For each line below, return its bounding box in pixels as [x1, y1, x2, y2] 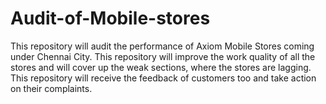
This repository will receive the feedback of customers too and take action [10, 72, 317, 84]
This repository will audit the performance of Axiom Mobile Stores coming [10, 40, 315, 52]
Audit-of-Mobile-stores [10, 7, 211, 30]
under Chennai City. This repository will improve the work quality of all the [10, 50, 316, 62]
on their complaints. [10, 82, 93, 94]
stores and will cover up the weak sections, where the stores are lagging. [10, 61, 312, 73]
